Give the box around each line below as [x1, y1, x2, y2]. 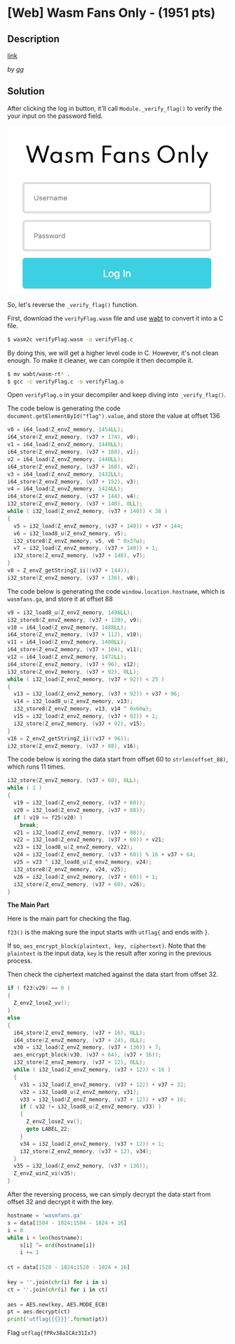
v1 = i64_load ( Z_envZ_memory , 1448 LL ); [7, 441, 124, 448]
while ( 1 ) [7, 785, 42, 792]
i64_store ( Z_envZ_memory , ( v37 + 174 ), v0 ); [7, 433, 140, 441]
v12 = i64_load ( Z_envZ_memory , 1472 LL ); [7, 653, 128, 660]
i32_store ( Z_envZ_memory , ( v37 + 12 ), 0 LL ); [13, 1059, 146, 1066]
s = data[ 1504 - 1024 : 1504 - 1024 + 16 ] [7, 1219, 128, 1227]
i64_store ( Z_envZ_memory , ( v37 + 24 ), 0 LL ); [13, 1036, 146, 1044]
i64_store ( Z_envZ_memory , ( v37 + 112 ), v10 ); [7, 631, 142, 639]
